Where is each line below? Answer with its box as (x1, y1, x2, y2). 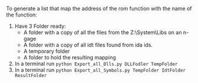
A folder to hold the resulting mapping (23, 54, 116, 61)
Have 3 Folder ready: (14, 23, 66, 29)
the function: (6, 11, 37, 18)
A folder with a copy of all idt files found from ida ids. (23, 41, 153, 48)
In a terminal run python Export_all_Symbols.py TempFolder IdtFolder (14, 67, 186, 73)
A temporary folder (23, 48, 70, 55)
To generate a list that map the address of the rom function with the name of (6, 5, 192, 12)
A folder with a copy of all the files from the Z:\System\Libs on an (23, 29, 182, 36)
